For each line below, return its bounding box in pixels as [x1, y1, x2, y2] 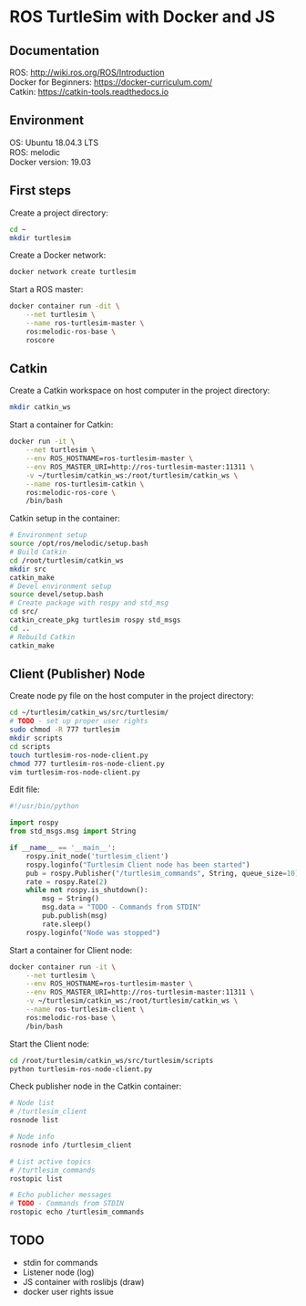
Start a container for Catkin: [9, 419, 114, 430]
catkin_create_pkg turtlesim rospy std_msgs [9, 616, 181, 625]
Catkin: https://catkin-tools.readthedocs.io [9, 87, 169, 97]
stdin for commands [22, 1257, 98, 1268]
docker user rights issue [22, 1286, 114, 1297]
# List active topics [9, 1157, 92, 1166]
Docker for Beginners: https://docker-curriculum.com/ [9, 77, 212, 88]
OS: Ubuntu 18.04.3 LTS [9, 137, 98, 148]
